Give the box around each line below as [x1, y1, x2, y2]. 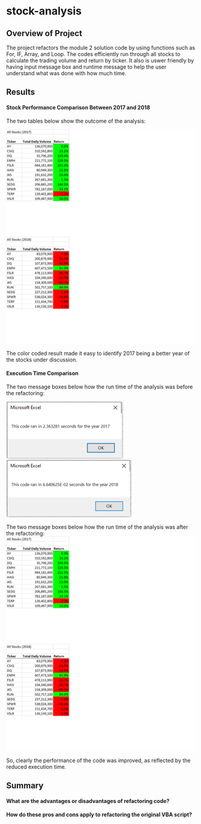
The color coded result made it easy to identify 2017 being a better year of [6, 349, 190, 357]
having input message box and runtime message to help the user [6, 63, 167, 70]
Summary [6, 781, 44, 791]
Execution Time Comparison [6, 370, 79, 377]
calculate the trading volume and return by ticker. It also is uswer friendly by [6, 57, 194, 64]
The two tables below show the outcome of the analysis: [6, 117, 146, 125]
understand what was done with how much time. [6, 70, 127, 76]
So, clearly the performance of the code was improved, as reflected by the [6, 757, 191, 764]
